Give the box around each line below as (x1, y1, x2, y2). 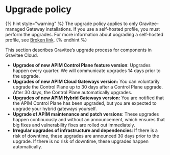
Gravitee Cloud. (5, 52, 38, 58)
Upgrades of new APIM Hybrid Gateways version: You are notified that (12, 95, 164, 101)
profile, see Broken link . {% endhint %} (5, 37, 87, 43)
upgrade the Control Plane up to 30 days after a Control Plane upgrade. (12, 83, 163, 90)
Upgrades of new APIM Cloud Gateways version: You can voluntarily (12, 78, 160, 84)
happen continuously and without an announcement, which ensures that (12, 116, 165, 122)
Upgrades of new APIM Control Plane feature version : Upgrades (12, 62, 151, 68)
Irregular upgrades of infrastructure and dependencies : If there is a (12, 127, 158, 134)
